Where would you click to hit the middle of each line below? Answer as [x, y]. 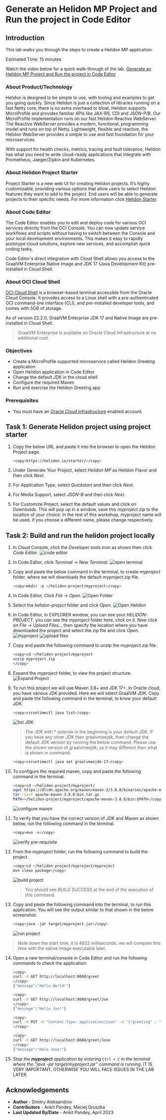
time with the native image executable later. [62, 948]
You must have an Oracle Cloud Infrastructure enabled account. [78, 411]
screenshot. [25, 915]
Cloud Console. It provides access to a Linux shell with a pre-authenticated [82, 298]
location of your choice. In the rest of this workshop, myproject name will [87, 515]
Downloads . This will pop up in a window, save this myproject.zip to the [85, 510]
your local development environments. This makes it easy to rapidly [74, 238]
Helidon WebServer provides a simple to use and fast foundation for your [80, 134]
